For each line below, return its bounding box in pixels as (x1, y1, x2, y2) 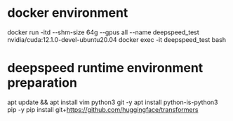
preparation (7, 75, 77, 91)
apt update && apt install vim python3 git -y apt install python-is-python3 (7, 98, 218, 106)
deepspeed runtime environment (7, 60, 204, 76)
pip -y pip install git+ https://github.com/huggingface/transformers (7, 105, 199, 113)
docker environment (7, 5, 128, 21)
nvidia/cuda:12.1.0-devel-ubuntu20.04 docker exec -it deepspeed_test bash (7, 35, 227, 43)
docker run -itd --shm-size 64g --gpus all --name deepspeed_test (7, 28, 200, 36)
